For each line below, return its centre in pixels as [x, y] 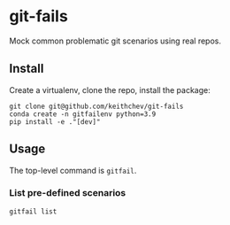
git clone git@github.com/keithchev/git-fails [96, 106]
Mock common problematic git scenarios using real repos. [115, 41]
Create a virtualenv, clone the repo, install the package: [110, 89]
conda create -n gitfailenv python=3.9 [83, 114]
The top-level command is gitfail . [73, 170]
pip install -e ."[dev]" [55, 121]
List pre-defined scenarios [68, 193]
